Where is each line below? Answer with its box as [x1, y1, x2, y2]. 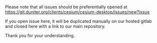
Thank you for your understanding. [5, 33, 75, 38]
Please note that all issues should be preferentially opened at [5, 4, 128, 10]
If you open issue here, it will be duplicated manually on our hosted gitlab [5, 19, 152, 24]
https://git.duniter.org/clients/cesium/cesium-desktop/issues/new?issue [5, 9, 150, 15]
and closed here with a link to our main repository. [5, 23, 106, 29]
